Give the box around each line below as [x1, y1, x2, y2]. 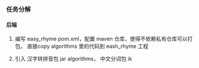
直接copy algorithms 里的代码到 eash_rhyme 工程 [26, 43, 149, 50]
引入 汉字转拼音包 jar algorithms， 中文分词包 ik [14, 55, 133, 63]
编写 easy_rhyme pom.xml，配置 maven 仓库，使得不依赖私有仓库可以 [14, 35, 188, 43]
